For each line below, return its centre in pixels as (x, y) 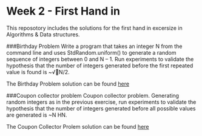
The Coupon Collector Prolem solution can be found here (78, 126)
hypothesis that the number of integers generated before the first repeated (100, 66)
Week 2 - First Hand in (63, 11)
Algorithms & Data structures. (43, 34)
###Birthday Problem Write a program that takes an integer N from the (94, 46)
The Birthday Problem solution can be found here (68, 84)
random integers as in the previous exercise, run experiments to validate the (101, 102)
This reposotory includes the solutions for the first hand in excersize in (95, 28)
